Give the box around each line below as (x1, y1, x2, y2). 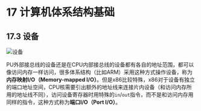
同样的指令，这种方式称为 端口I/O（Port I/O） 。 (6, 98, 121, 106)
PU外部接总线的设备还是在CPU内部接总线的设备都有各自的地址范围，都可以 (6, 61, 194, 68)
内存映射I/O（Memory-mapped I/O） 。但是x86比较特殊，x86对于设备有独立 (6, 76, 195, 83)
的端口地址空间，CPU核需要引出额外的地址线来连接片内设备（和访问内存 (6, 83, 187, 91)
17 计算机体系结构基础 (6, 5, 115, 19)
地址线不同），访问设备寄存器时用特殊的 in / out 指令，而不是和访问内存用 (16, 91, 194, 98)
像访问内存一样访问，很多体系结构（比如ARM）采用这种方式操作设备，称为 (6, 68, 193, 76)
